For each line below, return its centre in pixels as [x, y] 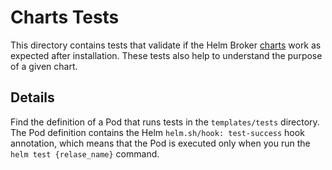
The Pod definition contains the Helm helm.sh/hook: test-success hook [157, 132]
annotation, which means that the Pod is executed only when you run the [160, 143]
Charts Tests [65, 17]
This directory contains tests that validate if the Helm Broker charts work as [166, 45]
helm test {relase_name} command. [85, 153]
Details [32, 97]
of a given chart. [44, 66]
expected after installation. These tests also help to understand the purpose [166, 55]
